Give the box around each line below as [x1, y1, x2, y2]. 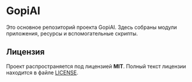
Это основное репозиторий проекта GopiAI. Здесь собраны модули [6, 24, 177, 31]
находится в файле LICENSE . [6, 69, 79, 76]
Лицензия [6, 47, 45, 57]
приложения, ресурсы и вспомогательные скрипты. [6, 29, 138, 37]
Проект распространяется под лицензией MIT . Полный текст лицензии [6, 63, 186, 70]
